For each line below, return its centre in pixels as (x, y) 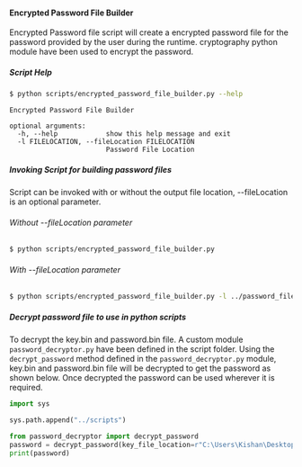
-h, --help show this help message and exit (124, 134)
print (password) (40, 453)
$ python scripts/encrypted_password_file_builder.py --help (126, 94)
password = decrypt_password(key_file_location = (102, 445)
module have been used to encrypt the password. (102, 52)
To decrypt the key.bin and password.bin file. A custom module (126, 340)
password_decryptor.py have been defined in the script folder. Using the (142, 349)
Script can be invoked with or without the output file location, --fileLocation (149, 193)
